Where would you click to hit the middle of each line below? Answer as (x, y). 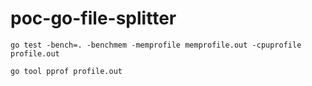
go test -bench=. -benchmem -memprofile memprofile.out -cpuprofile (156, 45)
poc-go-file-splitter (93, 18)
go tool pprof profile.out (66, 71)
